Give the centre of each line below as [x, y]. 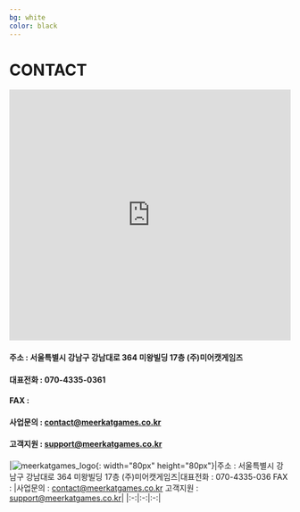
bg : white [28, 17]
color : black [33, 26]
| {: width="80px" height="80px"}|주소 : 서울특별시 [142, 466]
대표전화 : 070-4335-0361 [58, 379]
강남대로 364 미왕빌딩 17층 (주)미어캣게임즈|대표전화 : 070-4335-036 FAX [157, 477]
